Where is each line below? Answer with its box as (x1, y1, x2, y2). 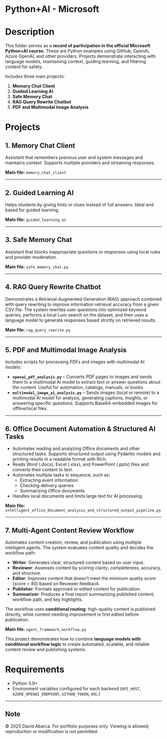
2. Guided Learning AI (5, 188, 74, 197)
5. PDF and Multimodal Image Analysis (5, 345, 127, 354)
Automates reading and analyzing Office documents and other (12, 446, 140, 452)
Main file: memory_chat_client (5, 169, 67, 175)
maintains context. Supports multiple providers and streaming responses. (5, 160, 156, 166)
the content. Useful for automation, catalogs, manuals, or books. (12, 384, 145, 391)
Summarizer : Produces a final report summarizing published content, (12, 591, 155, 597)
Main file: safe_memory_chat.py (5, 263, 69, 269)
